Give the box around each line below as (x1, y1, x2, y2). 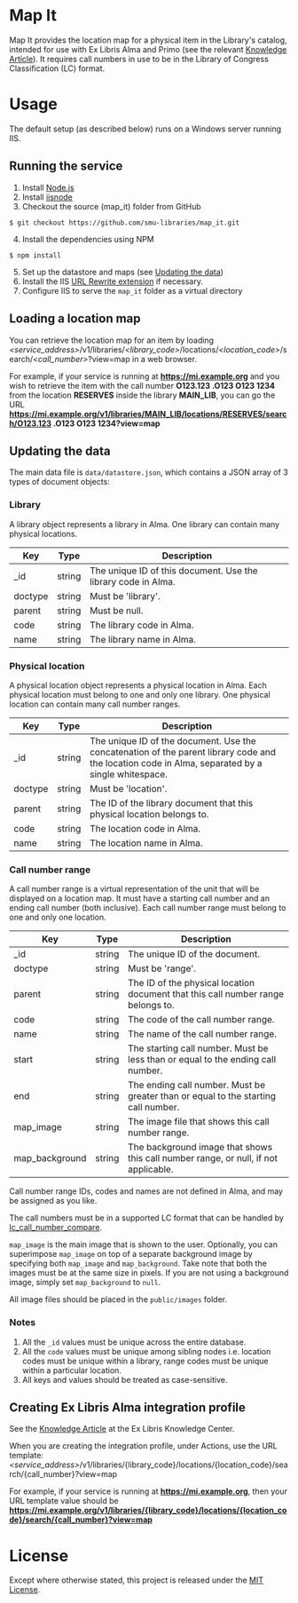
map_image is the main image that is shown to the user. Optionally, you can (9, 1239, 278, 1250)
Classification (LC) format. (9, 63, 106, 74)
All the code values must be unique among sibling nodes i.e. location (21, 1346, 271, 1356)
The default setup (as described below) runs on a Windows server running (9, 123, 282, 134)
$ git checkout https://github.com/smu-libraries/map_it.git (9, 218, 240, 227)
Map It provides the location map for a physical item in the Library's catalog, (9, 35, 287, 45)
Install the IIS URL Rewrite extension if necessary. (21, 276, 204, 287)
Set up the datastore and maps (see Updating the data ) (21, 266, 224, 277)
